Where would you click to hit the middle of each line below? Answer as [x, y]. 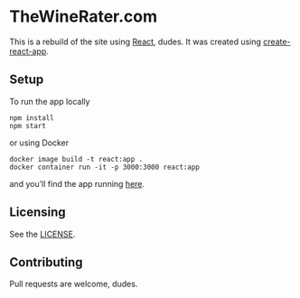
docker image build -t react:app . [76, 159]
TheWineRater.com [84, 17]
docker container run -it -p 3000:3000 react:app [105, 167]
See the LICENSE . [42, 234]
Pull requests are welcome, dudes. [74, 284]
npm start [28, 126]
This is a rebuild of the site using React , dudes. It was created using [136, 42]
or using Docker [39, 143]
